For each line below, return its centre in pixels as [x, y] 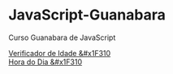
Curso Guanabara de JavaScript [62, 37]
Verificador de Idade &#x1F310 [60, 53]
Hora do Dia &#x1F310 [45, 62]
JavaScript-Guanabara [87, 15]
